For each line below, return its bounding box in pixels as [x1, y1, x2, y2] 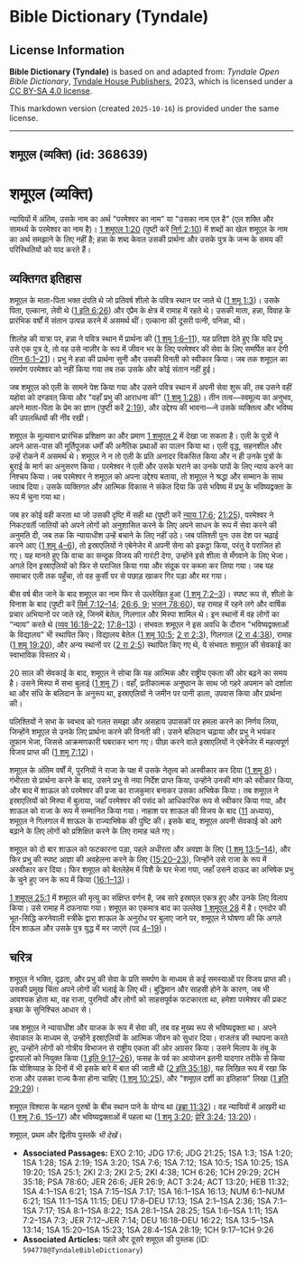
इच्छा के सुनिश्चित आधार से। [9, 1004, 92, 1015]
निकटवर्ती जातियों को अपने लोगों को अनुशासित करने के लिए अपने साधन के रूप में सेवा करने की [9, 520, 277, 530]
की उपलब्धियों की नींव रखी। [9, 413, 89, 424]
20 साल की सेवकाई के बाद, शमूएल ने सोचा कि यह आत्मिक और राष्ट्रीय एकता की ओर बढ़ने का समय [9, 668, 288, 679]
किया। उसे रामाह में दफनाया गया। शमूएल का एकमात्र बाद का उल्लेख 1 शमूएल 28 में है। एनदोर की [9, 903, 287, 913]
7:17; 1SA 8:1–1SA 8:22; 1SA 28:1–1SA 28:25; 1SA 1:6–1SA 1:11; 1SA [39, 1204, 280, 1216]
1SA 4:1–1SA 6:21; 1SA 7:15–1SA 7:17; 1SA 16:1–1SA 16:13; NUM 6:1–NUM [22, 1185, 286, 1196]
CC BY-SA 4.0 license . [9, 86, 93, 96]
